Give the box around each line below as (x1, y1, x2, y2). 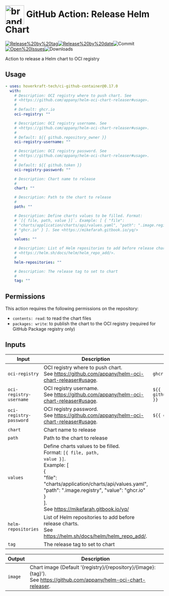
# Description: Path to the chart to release (14, 195, 112, 200)
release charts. (43, 520, 79, 527)
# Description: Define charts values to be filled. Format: (14, 213, 143, 218)
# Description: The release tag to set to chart (14, 269, 118, 274)
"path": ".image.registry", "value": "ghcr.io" (43, 486, 146, 493)
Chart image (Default (30, 564, 79, 571)
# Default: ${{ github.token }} (14, 163, 82, 168)
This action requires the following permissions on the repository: (5, 306, 139, 312)
